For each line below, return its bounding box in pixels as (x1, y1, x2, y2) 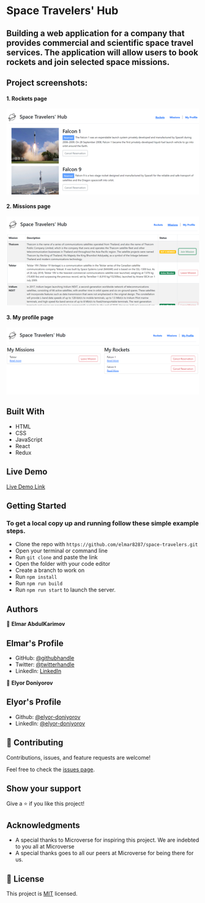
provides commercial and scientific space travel (6, 37, 194, 48)
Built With (6, 406, 45, 417)
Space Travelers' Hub (6, 4, 119, 18)
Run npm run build (15, 580, 63, 587)
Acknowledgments (6, 820, 81, 831)
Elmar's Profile (6, 638, 64, 649)
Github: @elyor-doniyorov (15, 713, 81, 720)
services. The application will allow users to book (6, 47, 199, 58)
